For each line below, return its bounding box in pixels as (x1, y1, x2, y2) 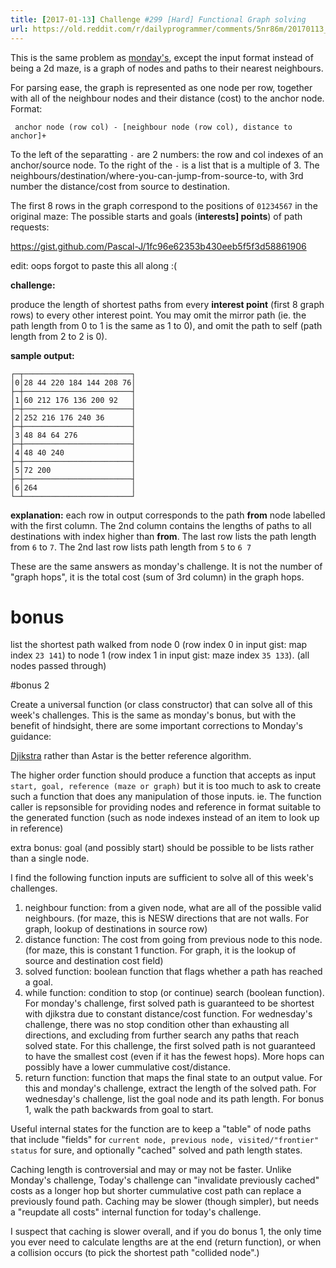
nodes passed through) (10, 660, 107, 672)
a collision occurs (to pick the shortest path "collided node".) (10, 1247, 260, 1259)
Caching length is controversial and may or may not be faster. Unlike (10, 1164, 292, 1176)
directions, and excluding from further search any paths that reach (24, 1029, 300, 1041)
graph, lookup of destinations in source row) (24, 923, 208, 935)
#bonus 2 (10, 679, 50, 691)
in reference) (10, 822, 64, 835)
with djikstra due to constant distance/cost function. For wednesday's (24, 1008, 313, 1020)
